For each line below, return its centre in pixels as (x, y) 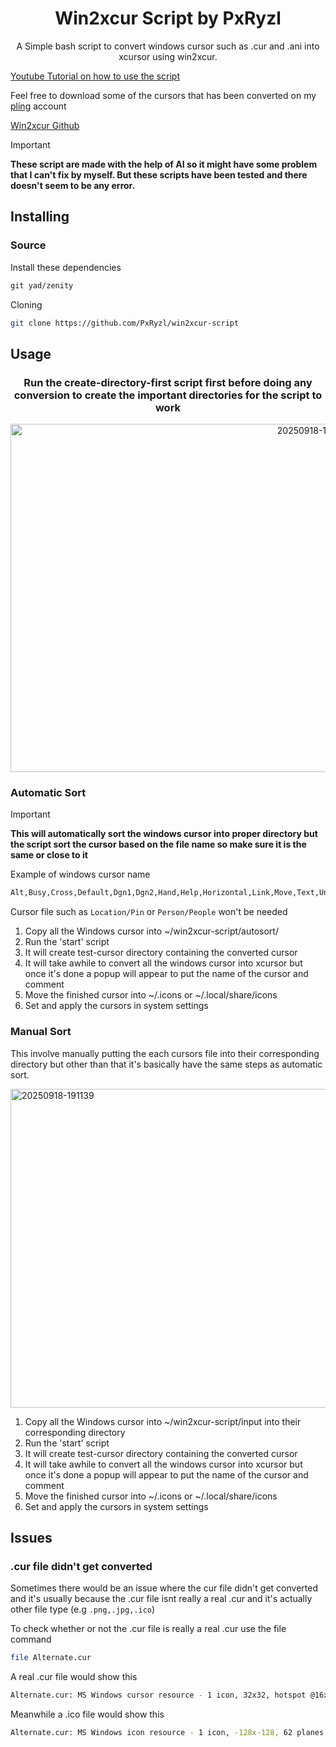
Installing (40, 217)
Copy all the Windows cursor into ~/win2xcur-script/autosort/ (151, 931)
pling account (38, 106)
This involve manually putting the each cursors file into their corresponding (165, 1053)
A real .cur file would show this (74, 1677)
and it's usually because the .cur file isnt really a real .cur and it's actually (161, 1599)
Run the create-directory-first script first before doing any (168, 382)
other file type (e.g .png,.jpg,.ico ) (83, 1609)
